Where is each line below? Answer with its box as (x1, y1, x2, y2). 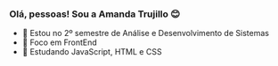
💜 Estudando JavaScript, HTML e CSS (21, 47, 162, 57)
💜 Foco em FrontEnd (21, 37, 98, 48)
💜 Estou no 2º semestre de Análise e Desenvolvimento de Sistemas (21, 28, 270, 39)
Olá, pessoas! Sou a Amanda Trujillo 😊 (9, 8, 181, 20)
